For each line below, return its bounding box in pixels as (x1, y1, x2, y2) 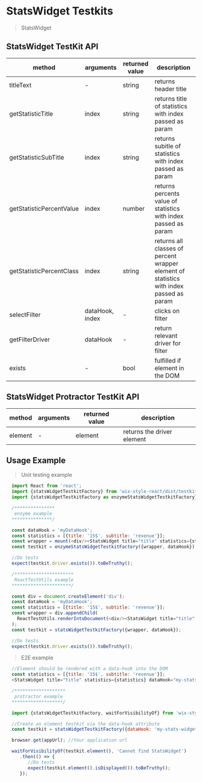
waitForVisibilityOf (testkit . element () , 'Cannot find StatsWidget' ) (11, 748, 187, 754)
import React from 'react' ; (11, 483, 82, 489)
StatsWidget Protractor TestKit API (6, 392, 139, 402)
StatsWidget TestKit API (6, 42, 99, 52)
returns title (154, 95, 188, 103)
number (122, 204, 145, 213)
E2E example (20, 654, 54, 662)
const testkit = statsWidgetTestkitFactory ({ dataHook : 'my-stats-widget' (11, 727, 200, 733)
